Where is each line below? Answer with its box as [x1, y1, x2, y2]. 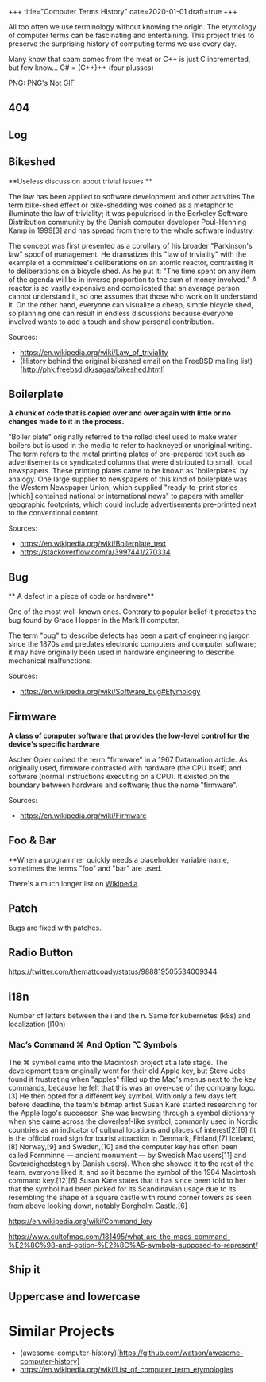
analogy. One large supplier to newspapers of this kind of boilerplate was [8, 474, 248, 484]
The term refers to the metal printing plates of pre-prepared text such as [8, 449, 245, 459]
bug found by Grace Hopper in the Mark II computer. [8, 616, 180, 625]
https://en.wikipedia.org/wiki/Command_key [8, 1216, 153, 1226]
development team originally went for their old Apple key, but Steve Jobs [8, 1066, 246, 1075]
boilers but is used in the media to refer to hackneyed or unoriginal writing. [8, 441, 253, 450]
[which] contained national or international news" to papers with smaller [8, 492, 244, 501]
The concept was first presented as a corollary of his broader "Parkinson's [8, 241, 253, 250]
